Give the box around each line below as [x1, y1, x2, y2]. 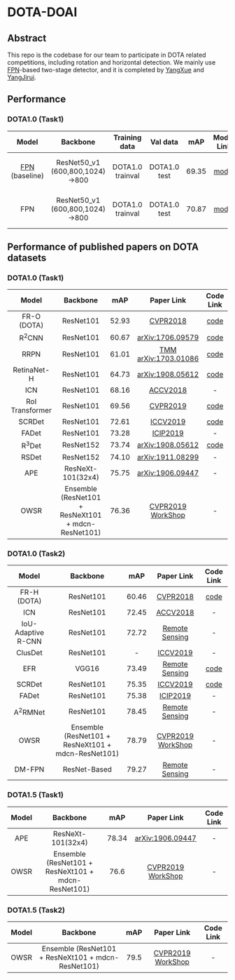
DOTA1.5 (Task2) [7, 905, 65, 915]
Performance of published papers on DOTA [7, 241, 199, 253]
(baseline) [10, 170, 44, 180]
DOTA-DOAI [7, 4, 78, 20]
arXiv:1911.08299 [137, 452, 199, 462]
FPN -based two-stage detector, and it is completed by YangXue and [7, 66, 204, 74]
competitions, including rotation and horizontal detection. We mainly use [7, 58, 216, 67]
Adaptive [14, 628, 44, 638]
